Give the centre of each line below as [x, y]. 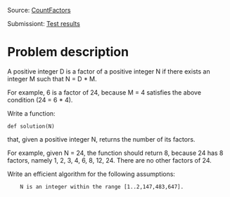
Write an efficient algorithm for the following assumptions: [91, 174]
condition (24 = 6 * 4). [40, 100]
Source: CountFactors [39, 10]
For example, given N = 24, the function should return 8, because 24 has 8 [115, 153]
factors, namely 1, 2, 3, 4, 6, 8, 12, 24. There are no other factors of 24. [110, 160]
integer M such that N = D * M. [52, 79]
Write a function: [31, 113]
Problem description [68, 52]
